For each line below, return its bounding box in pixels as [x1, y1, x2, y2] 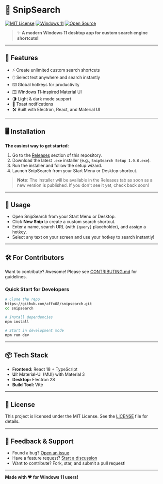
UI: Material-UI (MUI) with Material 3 [12, 371, 85, 377]
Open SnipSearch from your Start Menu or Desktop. [12, 213, 116, 220]
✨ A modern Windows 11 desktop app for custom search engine [16, 30, 148, 35]
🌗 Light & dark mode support [12, 96, 72, 101]
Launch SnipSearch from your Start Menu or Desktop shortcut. [12, 167, 138, 174]
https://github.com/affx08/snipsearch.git [5, 302, 92, 307]
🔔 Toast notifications [12, 101, 53, 107]
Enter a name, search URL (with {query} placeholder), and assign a [12, 224, 146, 230]
